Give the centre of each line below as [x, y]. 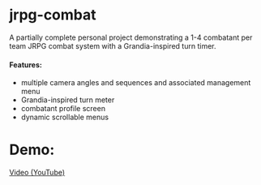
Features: [26, 65]
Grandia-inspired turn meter [68, 100]
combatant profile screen [63, 109]
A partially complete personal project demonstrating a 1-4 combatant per [131, 37]
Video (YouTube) [37, 173]
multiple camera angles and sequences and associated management [136, 83]
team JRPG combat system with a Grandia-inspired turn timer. [113, 45]
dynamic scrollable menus [64, 117]
